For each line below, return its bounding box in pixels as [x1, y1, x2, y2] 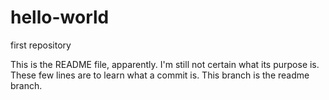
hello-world [10, 6, 110, 29]
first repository [10, 39, 72, 51]
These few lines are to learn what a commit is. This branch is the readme [10, 69, 310, 81]
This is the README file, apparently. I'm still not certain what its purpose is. [10, 58, 320, 70]
